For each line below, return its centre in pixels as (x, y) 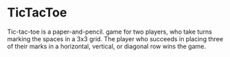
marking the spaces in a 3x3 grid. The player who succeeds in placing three (115, 38)
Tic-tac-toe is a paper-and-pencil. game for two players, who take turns (110, 32)
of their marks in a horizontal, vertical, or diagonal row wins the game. (107, 46)
